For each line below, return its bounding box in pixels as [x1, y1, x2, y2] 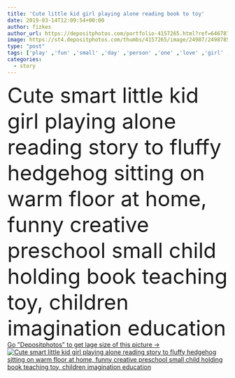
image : [7, 36, 27, 43]
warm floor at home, [7, 185, 208, 212]
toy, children [7, 288, 129, 316]
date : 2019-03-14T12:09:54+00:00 [7, 17, 105, 24]
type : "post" [7, 43, 45, 50]
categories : [7, 56, 42, 63]
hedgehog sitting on [7, 159, 205, 186]
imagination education [7, 314, 227, 341]
